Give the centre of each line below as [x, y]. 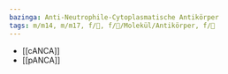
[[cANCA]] [41, 50]
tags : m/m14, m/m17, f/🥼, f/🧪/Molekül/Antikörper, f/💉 [112, 26]
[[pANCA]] [41, 60]
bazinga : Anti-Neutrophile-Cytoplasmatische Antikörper [114, 17]
